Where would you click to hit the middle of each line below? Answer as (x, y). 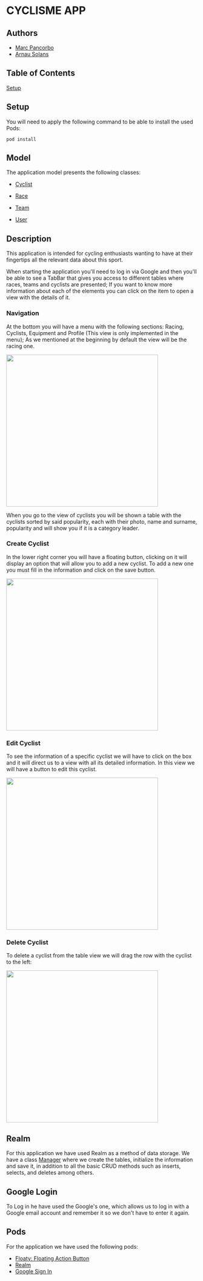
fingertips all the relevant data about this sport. (65, 260)
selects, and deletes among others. (50, 1173)
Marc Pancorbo (35, 47)
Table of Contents (41, 73)
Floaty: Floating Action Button (52, 1258)
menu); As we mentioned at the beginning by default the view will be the (97, 339)
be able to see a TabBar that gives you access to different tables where (95, 278)
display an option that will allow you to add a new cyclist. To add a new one (100, 563)
